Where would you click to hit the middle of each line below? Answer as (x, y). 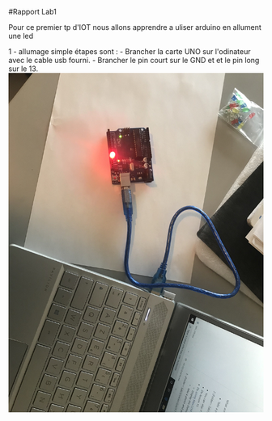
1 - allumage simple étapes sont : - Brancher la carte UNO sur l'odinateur (130, 51)
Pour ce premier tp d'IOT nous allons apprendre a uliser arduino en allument (135, 27)
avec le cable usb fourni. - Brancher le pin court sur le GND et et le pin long (134, 60)
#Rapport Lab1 (32, 12)
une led (21, 36)
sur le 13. (23, 69)
